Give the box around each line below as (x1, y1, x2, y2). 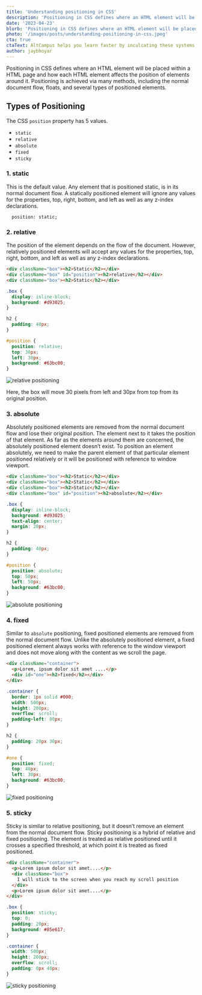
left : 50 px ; (11, 579, 42, 585)
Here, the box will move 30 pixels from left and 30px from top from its (6, 388, 179, 396)
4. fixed (6, 616, 29, 624)
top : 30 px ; (11, 349, 39, 355)
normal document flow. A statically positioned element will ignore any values (6, 189, 196, 196)
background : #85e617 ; (11, 926, 66, 932)
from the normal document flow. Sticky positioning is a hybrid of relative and (6, 829, 195, 836)
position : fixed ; (11, 760, 55, 767)
